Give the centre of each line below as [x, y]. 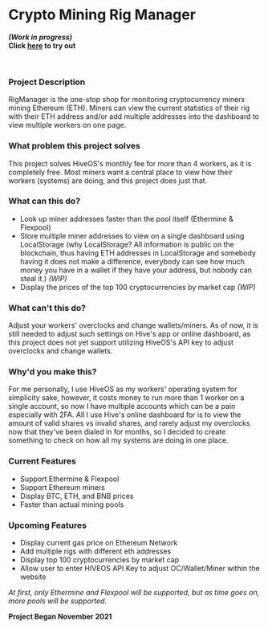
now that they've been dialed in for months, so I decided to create [117, 432]
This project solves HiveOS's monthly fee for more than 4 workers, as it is [130, 163]
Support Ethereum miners [63, 487]
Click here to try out [42, 45]
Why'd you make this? [53, 372]
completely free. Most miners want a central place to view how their [120, 172]
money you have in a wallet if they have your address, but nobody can [136, 270]
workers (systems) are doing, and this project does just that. [108, 180]
